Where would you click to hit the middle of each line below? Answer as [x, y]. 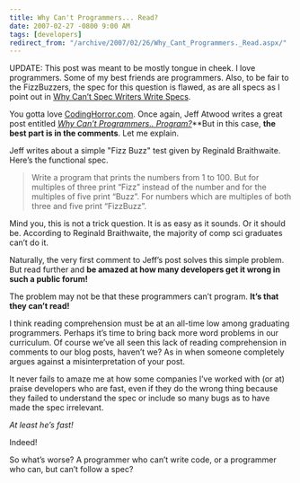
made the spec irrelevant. [57, 408]
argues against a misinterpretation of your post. [97, 362]
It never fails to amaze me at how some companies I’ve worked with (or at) [147, 379]
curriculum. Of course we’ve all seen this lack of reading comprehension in [148, 343]
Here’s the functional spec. [59, 160]
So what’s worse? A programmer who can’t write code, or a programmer [143, 460]
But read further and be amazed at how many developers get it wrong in [145, 269]
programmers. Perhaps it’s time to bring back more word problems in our [144, 333]
